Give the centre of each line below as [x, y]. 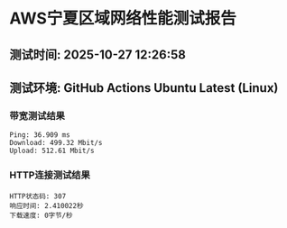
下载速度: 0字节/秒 [41, 215]
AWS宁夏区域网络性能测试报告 [123, 18]
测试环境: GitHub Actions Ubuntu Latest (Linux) [144, 88]
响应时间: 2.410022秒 [46, 205]
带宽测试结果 [37, 115]
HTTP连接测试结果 [50, 175]
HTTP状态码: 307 [38, 196]
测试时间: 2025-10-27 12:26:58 [98, 55]
